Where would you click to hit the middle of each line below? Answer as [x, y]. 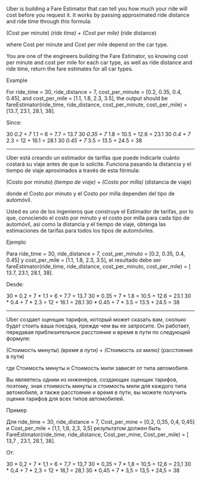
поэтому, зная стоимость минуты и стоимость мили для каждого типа [96, 386]
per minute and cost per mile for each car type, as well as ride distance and [99, 62]
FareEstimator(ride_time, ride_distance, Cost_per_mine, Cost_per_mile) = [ [98, 435]
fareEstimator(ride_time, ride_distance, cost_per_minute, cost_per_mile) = [97, 105]
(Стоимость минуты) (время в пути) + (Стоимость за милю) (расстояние [100, 350]
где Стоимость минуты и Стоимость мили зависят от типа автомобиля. [98, 368]
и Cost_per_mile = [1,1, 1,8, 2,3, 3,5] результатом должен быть [84, 428]
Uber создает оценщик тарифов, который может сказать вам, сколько [96, 320]
